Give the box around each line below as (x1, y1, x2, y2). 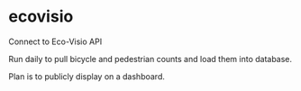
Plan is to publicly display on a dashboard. (8, 70, 166, 82)
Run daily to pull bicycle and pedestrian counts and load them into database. (8, 53, 293, 64)
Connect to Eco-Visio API (8, 36, 103, 47)
